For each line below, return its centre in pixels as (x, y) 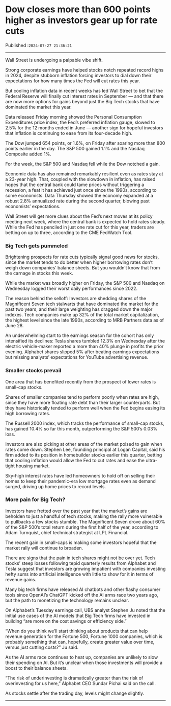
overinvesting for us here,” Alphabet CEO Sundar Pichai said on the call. (81, 683)
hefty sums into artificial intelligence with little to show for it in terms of (79, 574)
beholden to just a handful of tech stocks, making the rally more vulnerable (84, 516)
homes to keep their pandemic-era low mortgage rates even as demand (81, 481)
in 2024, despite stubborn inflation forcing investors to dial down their (78, 75)
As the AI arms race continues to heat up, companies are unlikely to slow (82, 657)
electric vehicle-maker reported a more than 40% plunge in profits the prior (84, 347)
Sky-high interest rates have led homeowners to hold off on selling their (80, 475)
